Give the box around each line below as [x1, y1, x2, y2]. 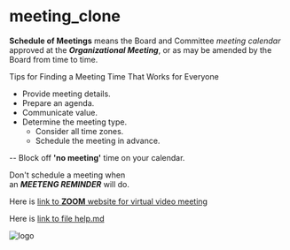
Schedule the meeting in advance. [35, 135, 161, 146]
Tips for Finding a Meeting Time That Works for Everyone [9, 71, 219, 81]
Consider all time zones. [35, 125, 124, 136]
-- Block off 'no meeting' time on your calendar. [9, 152, 185, 163]
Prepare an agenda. [21, 97, 95, 108]
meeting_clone [9, 6, 121, 27]
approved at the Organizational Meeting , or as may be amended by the [9, 44, 272, 55]
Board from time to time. [9, 54, 98, 64]
